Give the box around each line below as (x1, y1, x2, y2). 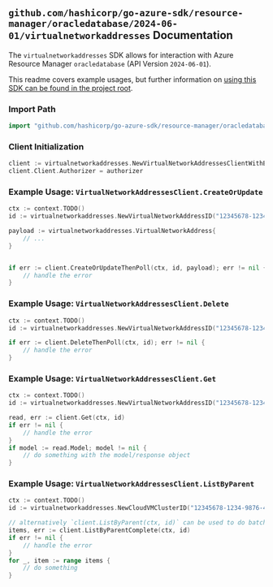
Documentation (153, 28, 233, 42)
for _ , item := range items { (8, 556, 111, 564)
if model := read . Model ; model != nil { (8, 443, 148, 452)
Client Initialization (8, 140, 84, 152)
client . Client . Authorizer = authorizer (8, 167, 144, 175)
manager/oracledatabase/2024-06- (8, 18, 179, 30)
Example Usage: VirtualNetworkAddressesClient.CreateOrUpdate (8, 186, 263, 197)
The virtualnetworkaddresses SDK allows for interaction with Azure (8, 50, 234, 60)
